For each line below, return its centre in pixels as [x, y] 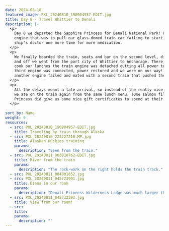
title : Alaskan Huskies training [49, 141]
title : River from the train [45, 160]
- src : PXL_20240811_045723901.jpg [47, 179]
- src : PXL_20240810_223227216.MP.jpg [51, 137]
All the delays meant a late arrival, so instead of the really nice [89, 90]
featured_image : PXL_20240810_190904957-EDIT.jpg [58, 15]
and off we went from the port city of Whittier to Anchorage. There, [90, 62]
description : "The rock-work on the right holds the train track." [91, 169]
